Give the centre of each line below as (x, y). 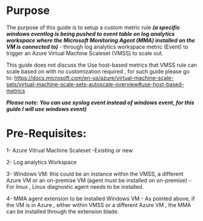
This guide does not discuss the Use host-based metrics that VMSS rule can (102, 65)
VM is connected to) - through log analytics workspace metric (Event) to (97, 47)
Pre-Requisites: (46, 134)
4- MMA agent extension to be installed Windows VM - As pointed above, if (101, 199)
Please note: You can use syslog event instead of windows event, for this (101, 102)
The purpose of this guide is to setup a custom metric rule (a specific (93, 27)
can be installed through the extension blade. (63, 211)
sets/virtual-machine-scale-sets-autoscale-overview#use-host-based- (95, 84)
